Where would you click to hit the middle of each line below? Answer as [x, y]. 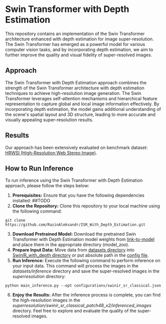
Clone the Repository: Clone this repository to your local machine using [86, 206]
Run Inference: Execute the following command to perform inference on [86, 261]
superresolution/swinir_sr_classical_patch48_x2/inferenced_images [82, 306]
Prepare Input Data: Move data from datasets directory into [73, 250]
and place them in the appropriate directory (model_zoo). [71, 245]
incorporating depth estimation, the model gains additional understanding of [83, 109]
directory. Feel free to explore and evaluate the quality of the [74, 311]
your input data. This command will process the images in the [75, 266]
